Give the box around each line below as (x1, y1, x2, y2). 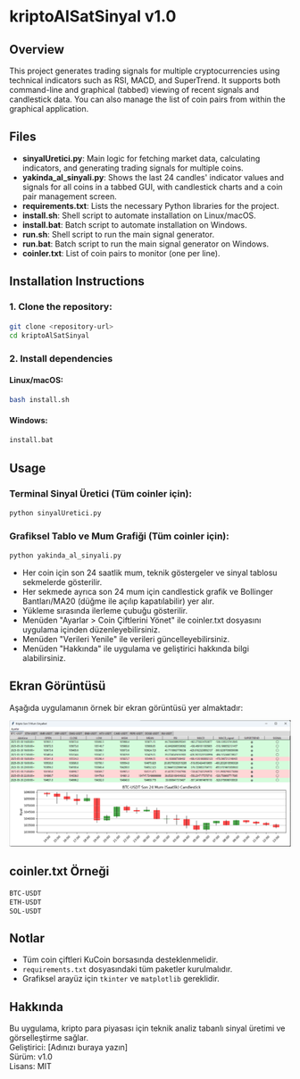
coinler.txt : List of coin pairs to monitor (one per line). (21, 247, 221, 258)
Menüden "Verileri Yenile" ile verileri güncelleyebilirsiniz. (21, 634, 230, 645)
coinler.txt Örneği (9, 864, 110, 879)
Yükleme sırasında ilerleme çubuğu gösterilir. (21, 606, 188, 616)
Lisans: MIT (9, 1061, 52, 1072)
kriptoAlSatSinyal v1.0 (9, 6, 177, 27)
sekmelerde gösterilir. (21, 577, 103, 588)
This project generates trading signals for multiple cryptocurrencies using (9, 65, 280, 76)
